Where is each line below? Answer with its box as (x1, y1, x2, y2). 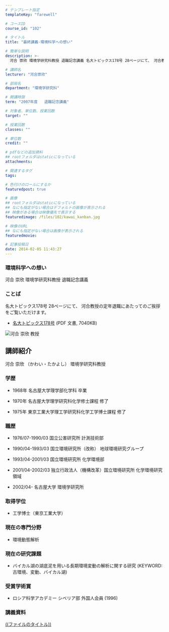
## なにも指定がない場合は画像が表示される (5, 228, 83, 233)
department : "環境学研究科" (5, 86, 59, 91)
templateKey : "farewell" (5, 12, 57, 17)
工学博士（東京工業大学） (12, 510, 66, 516)
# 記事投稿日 (5, 242, 29, 247)
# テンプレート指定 (5, 7, 40, 13)
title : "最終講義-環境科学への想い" (5, 40, 73, 45)
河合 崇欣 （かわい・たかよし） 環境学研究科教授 (5, 361, 106, 367)
